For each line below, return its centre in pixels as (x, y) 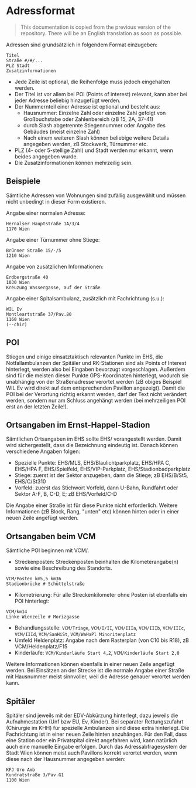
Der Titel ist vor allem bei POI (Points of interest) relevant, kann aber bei (101, 94)
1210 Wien (18, 256)
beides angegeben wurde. (46, 156)
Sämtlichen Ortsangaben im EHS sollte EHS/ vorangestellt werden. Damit (94, 439)
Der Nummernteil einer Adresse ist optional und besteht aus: (87, 106)
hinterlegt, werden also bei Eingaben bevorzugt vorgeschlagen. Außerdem (96, 369)
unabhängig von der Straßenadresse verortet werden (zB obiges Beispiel (94, 381)
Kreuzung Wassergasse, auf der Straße (53, 288)
